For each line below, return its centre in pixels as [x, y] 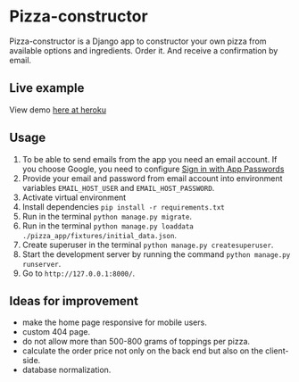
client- [277, 351]
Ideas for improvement [74, 301]
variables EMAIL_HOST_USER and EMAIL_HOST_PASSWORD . [118, 187]
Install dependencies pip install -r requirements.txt [123, 206]
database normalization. [66, 370]
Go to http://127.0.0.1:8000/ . [79, 273]
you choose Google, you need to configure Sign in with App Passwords [153, 169]
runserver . [42, 263]
